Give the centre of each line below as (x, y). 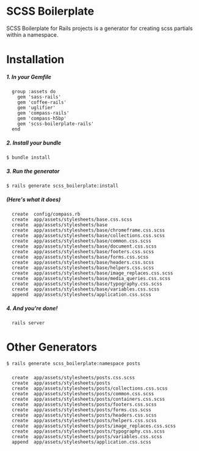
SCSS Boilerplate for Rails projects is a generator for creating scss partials (100, 28)
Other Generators (52, 347)
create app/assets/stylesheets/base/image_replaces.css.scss (92, 273)
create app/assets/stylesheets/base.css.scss (72, 219)
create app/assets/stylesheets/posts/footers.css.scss (84, 405)
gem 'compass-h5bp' (42, 119)
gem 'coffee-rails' (42, 102)
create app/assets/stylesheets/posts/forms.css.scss (81, 410)
